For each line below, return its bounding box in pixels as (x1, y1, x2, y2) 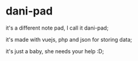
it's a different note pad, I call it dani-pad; (5, 24, 109, 31)
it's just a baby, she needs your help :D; (5, 47, 104, 55)
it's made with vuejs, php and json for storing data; (5, 36, 133, 43)
